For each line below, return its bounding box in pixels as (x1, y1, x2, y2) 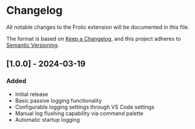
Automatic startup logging (14, 116, 80, 123)
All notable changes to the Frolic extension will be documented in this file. (6, 23, 190, 31)
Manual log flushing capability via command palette (14, 109, 144, 117)
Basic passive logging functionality (14, 97, 102, 104)
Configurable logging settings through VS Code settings (14, 103, 155, 110)
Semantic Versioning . (6, 41, 59, 49)
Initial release (14, 91, 48, 98)
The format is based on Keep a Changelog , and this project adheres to (6, 35, 181, 42)
